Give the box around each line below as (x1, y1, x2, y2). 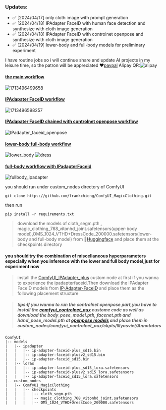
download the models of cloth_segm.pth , (17, 221, 102, 227)
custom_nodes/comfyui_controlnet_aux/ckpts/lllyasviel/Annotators (17, 323, 162, 329)
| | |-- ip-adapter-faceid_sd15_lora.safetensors (5, 374, 119, 379)
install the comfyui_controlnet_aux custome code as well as (17, 307, 144, 313)
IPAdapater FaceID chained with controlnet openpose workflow (5, 118, 138, 124)
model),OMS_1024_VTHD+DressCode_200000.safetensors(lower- (17, 231, 152, 237)
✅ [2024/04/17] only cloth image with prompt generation (12, 15, 128, 21)
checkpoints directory (17, 241, 62, 247)
